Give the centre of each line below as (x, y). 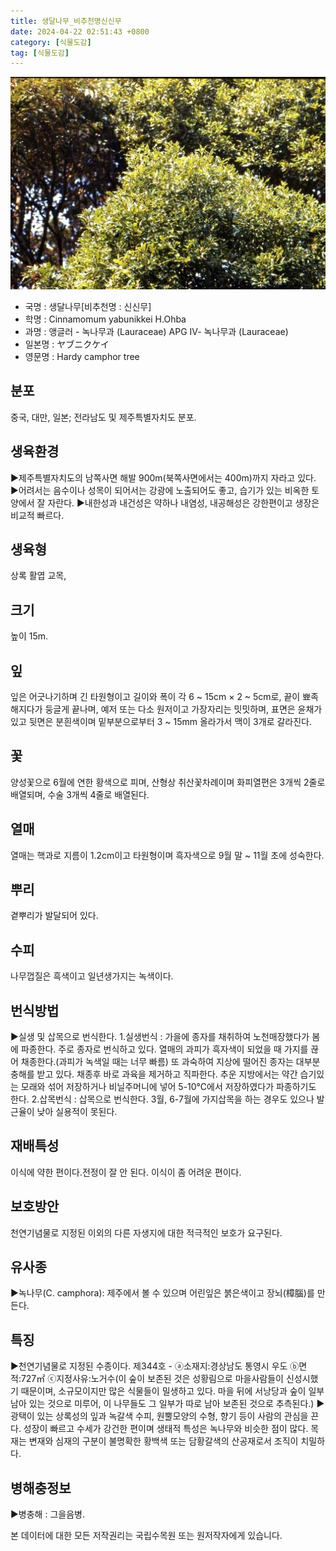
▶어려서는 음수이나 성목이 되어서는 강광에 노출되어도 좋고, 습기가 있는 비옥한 (160, 490)
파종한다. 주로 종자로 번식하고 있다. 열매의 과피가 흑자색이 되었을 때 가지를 (164, 1049)
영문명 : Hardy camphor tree (82, 356)
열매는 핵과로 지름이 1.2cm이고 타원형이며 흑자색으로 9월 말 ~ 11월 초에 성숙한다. (167, 855)
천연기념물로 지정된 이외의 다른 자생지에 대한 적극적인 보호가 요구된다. (146, 1232)
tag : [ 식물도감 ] (40, 53)
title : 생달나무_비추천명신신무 (66, 21)
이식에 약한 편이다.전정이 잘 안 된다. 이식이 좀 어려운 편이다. (126, 1172)
